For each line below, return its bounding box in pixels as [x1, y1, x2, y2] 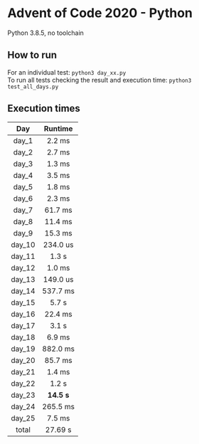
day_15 [11, 297, 36, 307]
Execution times [7, 102, 80, 115]
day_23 [11, 390, 36, 400]
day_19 [11, 344, 36, 354]
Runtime [43, 123, 73, 133]
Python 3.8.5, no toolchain [7, 28, 84, 37]
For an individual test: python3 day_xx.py [7, 68, 127, 76]
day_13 [11, 274, 36, 284]
